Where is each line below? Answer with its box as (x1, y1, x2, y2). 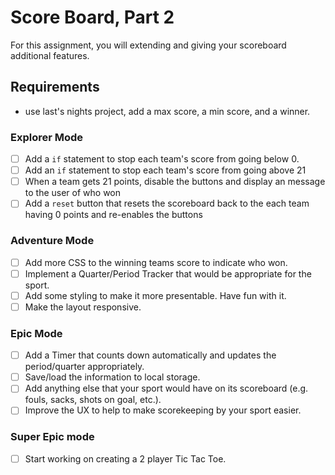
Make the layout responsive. (24, 301, 142, 313)
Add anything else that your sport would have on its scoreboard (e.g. (24, 382, 309, 395)
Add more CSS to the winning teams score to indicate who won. (24, 256, 288, 268)
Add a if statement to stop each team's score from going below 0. (24, 153, 300, 165)
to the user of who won (24, 187, 122, 199)
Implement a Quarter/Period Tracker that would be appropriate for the (24, 267, 312, 280)
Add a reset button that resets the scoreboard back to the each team (24, 197, 310, 210)
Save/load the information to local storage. (24, 371, 201, 383)
